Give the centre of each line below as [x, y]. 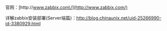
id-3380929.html [23, 23]
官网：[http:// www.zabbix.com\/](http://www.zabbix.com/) [66, 7]
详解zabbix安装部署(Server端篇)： [41, 18]
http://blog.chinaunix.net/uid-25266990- [119, 18]
